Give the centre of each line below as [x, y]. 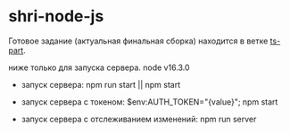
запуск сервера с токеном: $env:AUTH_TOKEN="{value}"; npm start [149, 102]
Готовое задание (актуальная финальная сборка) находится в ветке [138, 41]
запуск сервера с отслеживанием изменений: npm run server [139, 119]
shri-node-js [56, 16]
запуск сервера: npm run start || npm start [101, 84]
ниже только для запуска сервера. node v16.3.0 [99, 67]
